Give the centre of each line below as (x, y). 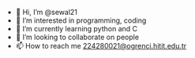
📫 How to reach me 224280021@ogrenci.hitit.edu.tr (101, 46)
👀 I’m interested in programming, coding (81, 20)
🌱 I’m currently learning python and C (77, 29)
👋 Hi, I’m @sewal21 (46, 12)
